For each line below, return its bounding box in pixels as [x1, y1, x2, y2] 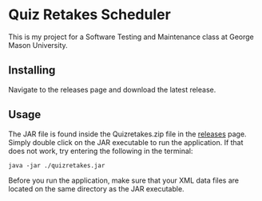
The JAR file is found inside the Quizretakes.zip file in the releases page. [8, 129, 247, 139]
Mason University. [8, 40, 68, 49]
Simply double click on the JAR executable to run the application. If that [8, 137, 244, 147]
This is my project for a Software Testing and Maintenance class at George [8, 32, 254, 41]
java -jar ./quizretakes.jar [8, 161, 105, 169]
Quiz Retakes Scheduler [8, 6, 172, 24]
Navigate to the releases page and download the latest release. [8, 85, 216, 94]
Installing [8, 64, 56, 77]
